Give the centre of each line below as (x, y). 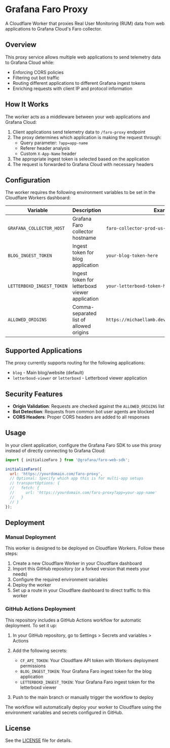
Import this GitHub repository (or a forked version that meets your (81, 569)
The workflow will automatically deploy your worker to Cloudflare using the (83, 707)
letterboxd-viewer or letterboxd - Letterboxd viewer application (80, 378)
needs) (20, 574)
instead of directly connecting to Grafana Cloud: (55, 450)
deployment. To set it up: (31, 625)
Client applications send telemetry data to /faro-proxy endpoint (79, 132)
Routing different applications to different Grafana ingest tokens (79, 83)
